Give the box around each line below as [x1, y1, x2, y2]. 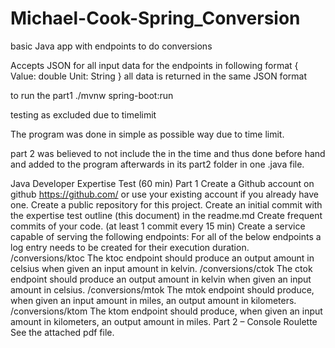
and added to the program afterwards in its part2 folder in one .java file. [10, 158, 305, 170]
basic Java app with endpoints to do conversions [10, 40, 213, 52]
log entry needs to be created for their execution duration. [10, 241, 250, 253]
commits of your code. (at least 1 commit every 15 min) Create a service [10, 220, 306, 232]
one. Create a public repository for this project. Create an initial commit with [10, 198, 323, 211]
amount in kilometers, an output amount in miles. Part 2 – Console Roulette [10, 315, 318, 327]
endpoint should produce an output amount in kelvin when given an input [10, 273, 312, 285]
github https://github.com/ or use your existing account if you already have [10, 188, 320, 200]
